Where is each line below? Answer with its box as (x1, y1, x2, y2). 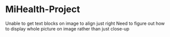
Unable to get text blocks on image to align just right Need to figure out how (5, 20, 165, 26)
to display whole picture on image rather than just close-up (5, 25, 130, 31)
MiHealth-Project (5, 4, 80, 15)
